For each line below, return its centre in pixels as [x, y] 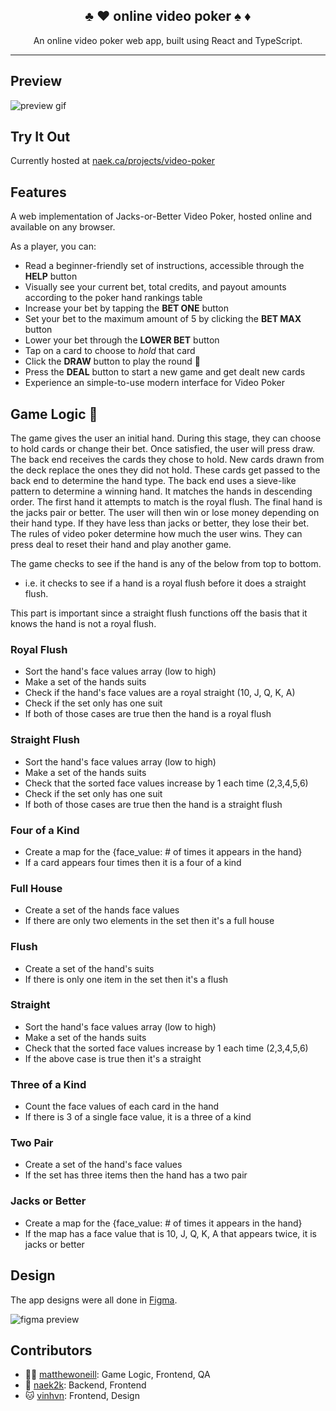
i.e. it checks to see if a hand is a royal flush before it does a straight [165, 583]
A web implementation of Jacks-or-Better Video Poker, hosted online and [161, 216]
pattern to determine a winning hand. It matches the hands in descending [161, 491]
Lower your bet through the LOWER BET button [122, 340]
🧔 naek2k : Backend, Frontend [85, 1385]
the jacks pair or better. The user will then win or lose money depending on [165, 513]
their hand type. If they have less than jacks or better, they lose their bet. [160, 523]
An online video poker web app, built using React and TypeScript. [168, 40]
